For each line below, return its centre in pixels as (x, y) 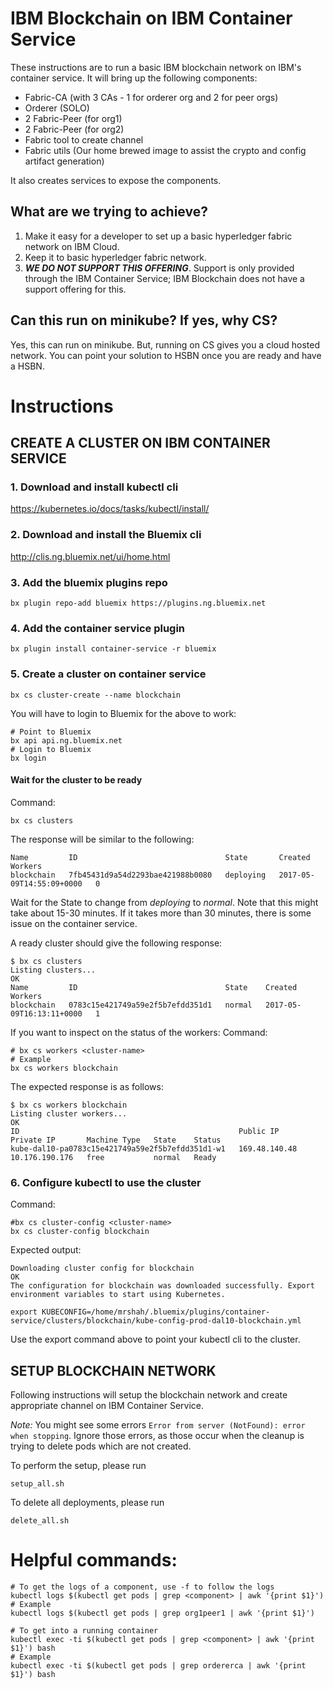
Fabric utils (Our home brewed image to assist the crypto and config (165, 150)
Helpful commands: (94, 1560)
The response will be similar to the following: (102, 839)
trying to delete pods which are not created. (101, 1446)
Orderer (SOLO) (57, 108)
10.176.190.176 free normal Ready (113, 1157)
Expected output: (46, 1250)
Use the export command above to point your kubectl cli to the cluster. (155, 1339)
